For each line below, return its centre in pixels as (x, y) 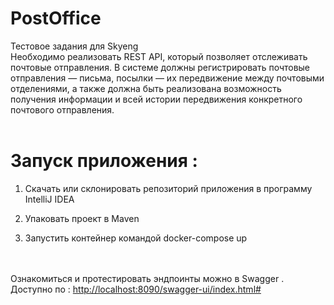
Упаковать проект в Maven (82, 218)
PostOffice (56, 18)
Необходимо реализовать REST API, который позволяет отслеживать (159, 56)
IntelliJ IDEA (49, 199)
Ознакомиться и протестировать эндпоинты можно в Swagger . (147, 278)
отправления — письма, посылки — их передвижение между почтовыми (167, 78)
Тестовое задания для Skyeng (74, 46)
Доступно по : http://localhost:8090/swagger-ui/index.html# (136, 289)
